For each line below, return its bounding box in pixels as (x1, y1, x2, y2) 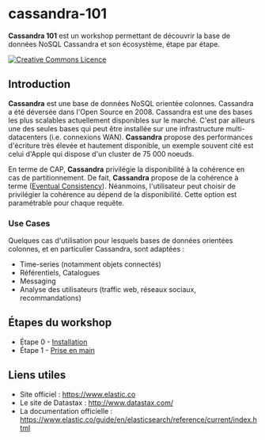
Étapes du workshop (8, 316, 112, 329)
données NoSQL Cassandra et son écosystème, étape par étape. (8, 39, 220, 48)
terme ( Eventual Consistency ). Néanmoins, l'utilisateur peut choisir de (8, 181, 236, 191)
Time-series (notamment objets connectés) (19, 260, 162, 269)
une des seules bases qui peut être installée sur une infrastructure (8, 123, 225, 133)
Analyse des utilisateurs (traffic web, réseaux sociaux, (19, 285, 196, 294)
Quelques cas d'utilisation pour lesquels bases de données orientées (8, 236, 233, 245)
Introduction (8, 78, 71, 91)
